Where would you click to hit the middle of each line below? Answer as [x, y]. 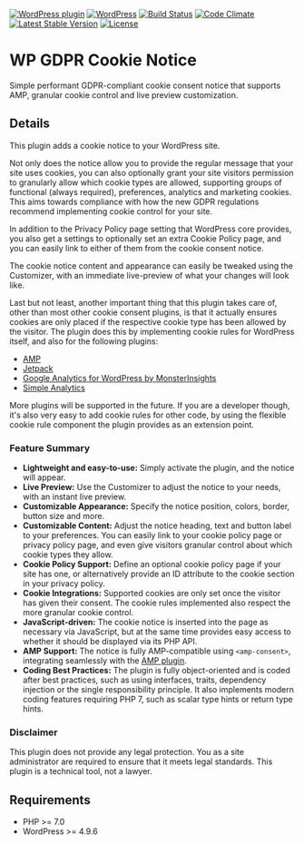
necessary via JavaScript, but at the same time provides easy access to [157, 632]
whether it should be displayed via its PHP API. [110, 642]
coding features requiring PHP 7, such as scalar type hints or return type [157, 700]
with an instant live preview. [74, 497]
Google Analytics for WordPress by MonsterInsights [119, 378]
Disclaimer [34, 732]
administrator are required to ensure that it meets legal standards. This [141, 761]
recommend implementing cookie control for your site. [111, 211]
